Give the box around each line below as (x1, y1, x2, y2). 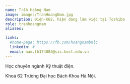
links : (5, 35, 19, 40)
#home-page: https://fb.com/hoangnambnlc (10, 40, 98, 45)
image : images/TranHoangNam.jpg (5, 12, 73, 17)
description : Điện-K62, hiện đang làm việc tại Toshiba (5, 17, 125, 22)
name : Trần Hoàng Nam (5, 7, 51, 13)
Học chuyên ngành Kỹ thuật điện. (5, 63, 75, 69)
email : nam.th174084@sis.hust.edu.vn (10, 49, 89, 54)
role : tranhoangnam (5, 21, 46, 27)
